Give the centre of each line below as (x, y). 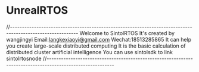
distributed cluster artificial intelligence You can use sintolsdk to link (89, 52)
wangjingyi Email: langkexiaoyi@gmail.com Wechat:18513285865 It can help (99, 39)
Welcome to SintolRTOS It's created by (127, 33)
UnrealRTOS (37, 10)
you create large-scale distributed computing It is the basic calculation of (96, 46)
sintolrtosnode (24, 58)
